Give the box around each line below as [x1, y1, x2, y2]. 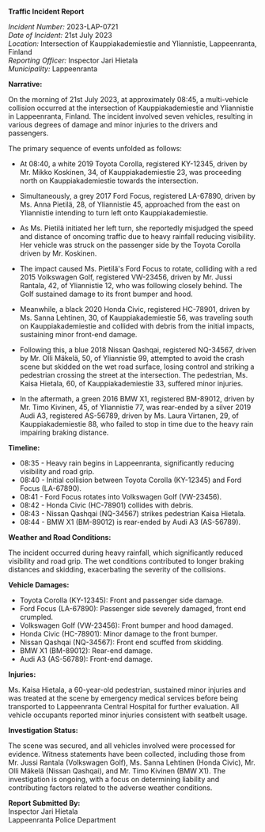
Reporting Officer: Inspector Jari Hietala [8, 55, 138, 65]
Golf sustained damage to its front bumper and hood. [19, 289, 194, 298]
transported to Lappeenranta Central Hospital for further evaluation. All [8, 702, 240, 711]
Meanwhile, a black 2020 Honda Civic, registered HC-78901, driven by [19, 305, 251, 313]
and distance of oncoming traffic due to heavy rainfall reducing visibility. [19, 232, 256, 241]
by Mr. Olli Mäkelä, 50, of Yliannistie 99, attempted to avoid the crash [19, 354, 244, 363]
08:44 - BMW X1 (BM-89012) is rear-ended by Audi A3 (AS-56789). [19, 518, 241, 526]
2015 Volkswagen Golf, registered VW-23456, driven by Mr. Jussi [19, 272, 233, 282]
